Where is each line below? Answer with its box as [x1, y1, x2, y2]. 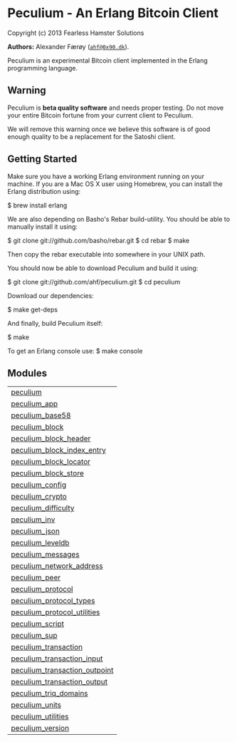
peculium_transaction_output [11, 677, 108, 687]
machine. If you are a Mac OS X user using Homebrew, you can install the [7, 180, 223, 188]
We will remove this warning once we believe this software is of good [7, 125, 211, 133]
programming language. [7, 63, 78, 72]
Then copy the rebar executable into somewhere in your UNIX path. [7, 249, 206, 258]
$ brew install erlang [7, 201, 68, 210]
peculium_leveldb [11, 538, 70, 548]
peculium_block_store [11, 468, 84, 478]
